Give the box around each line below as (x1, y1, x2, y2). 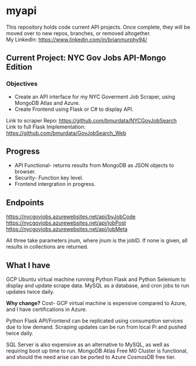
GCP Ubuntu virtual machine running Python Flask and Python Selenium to (6, 276, 186, 283)
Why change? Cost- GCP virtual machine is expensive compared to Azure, (6, 300, 187, 307)
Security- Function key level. (14, 174, 84, 181)
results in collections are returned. (6, 243, 89, 250)
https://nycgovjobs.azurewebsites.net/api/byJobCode (6, 213, 136, 221)
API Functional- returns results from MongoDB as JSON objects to (14, 162, 174, 169)
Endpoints (6, 198, 44, 208)
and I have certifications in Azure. (6, 306, 87, 313)
